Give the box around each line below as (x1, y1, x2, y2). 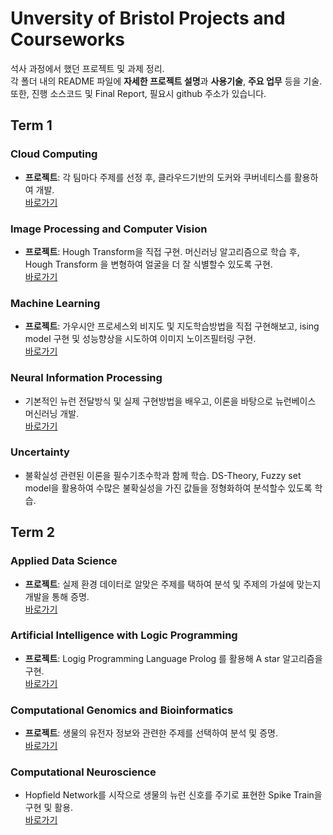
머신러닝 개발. (24, 407, 80, 419)
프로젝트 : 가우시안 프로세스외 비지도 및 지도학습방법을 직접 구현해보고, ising (24, 320, 320, 332)
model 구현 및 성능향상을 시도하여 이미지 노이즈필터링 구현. (24, 333, 257, 345)
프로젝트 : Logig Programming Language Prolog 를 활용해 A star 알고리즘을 (24, 652, 323, 664)
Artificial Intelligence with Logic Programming (10, 628, 238, 642)
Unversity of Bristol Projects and (10, 7, 286, 30)
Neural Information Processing (10, 371, 163, 385)
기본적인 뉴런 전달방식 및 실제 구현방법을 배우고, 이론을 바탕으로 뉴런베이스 (24, 395, 317, 407)
